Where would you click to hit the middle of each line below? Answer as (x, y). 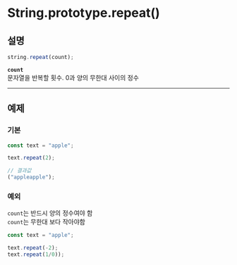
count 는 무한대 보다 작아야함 (47, 222)
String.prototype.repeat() (84, 13)
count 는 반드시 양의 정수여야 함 (50, 213)
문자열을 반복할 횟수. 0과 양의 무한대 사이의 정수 (73, 77)
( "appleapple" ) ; (31, 177)
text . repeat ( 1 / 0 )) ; (36, 254)
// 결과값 (19, 171)
